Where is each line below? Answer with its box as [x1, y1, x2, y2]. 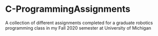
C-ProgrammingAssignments [5, 3, 130, 15]
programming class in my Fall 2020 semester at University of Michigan [5, 25, 151, 31]
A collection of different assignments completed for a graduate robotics [5, 20, 153, 26]
